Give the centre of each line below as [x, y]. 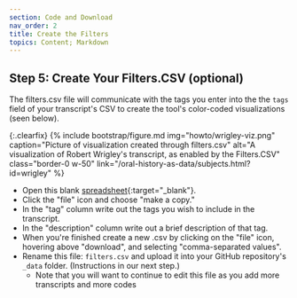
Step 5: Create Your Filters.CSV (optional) [126, 78]
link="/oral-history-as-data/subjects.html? [173, 164]
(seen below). [34, 118]
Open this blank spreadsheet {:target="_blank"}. [109, 191]
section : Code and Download [61, 17]
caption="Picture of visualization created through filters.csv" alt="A [132, 145]
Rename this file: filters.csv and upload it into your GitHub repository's [154, 256]
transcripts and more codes [86, 285]
